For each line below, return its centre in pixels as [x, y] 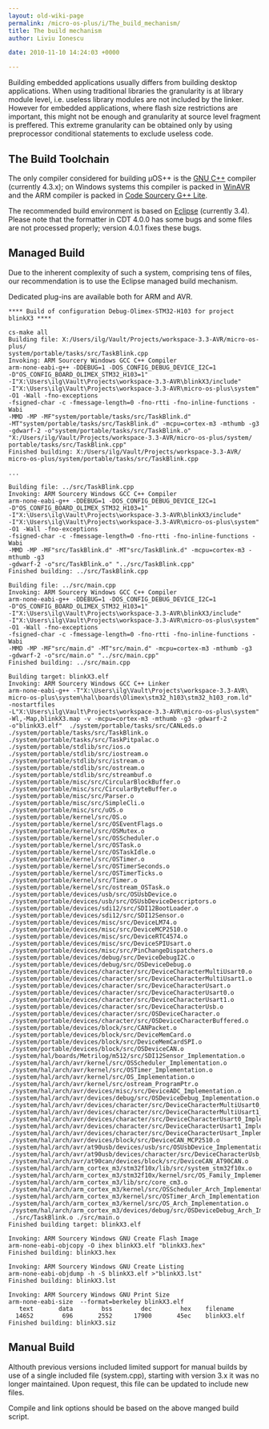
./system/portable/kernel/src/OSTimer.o [77, 859]
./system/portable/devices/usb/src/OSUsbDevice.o [93, 894]
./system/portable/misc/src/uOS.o [66, 810]
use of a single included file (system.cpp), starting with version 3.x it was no [134, 1375]
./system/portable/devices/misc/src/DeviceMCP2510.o [98, 929]
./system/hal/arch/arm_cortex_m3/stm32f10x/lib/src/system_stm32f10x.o [130, 1168]
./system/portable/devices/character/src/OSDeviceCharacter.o [114, 1014]
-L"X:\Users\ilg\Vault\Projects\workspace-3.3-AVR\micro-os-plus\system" [134, 711]
